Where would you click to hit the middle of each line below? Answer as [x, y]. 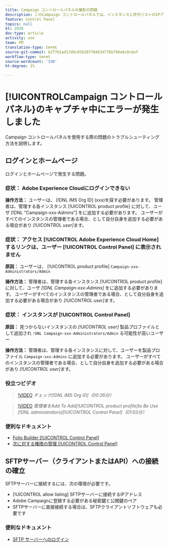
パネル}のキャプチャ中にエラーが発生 [82, 110]
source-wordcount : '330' [31, 61]
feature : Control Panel [30, 19]
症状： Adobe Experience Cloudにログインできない [68, 188]
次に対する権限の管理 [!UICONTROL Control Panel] [65, 444]
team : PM [14, 43]
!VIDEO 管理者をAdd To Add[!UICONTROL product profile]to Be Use [88, 406]
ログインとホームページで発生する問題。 [47, 174]
